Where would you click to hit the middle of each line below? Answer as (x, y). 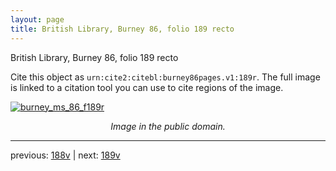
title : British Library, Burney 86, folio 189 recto (122, 29)
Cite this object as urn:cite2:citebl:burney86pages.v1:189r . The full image (165, 77)
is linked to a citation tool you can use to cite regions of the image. (147, 87)
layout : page (37, 19)
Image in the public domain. (168, 126)
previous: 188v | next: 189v (65, 155)
